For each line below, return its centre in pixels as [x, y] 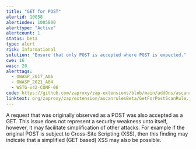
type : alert [20, 44]
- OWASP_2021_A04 [32, 82]
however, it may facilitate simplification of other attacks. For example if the [95, 127]
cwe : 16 [15, 60]
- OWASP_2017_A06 [32, 77]
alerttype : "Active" [31, 28]
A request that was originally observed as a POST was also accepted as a [94, 115]
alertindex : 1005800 [31, 22]
